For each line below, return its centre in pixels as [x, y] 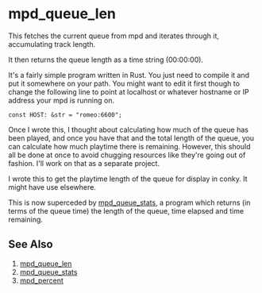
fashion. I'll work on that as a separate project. [84, 163]
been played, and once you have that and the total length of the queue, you [131, 138]
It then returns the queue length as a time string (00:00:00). [106, 60]
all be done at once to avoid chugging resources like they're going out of [127, 155]
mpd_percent [41, 280]
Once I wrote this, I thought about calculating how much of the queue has [128, 129]
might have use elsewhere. [52, 187]
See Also [31, 244]
